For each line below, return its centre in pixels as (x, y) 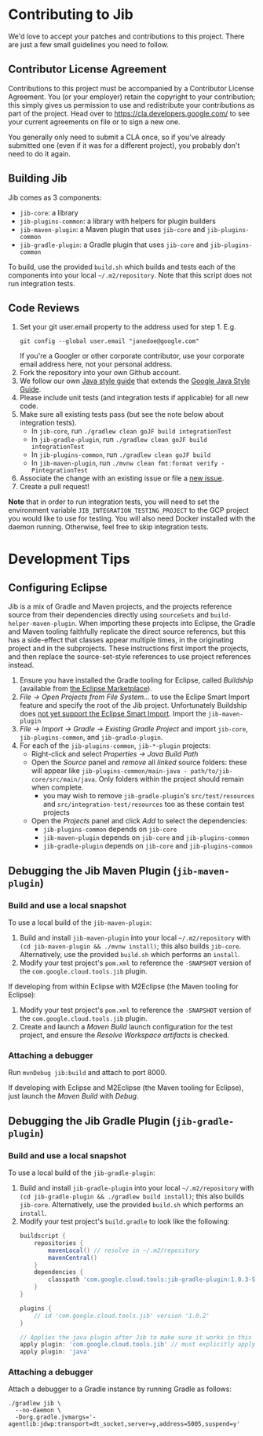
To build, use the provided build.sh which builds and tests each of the (122, 267)
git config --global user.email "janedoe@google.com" (109, 341)
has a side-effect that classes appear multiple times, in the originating (121, 640)
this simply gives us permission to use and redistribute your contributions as (131, 105)
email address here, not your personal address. (96, 364)
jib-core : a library (49, 212)
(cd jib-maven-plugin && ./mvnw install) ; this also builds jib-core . (130, 946)
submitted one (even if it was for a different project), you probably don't (124, 145)
